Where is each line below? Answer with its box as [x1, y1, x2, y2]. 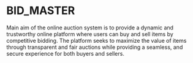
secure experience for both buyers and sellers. [6, 50, 124, 57]
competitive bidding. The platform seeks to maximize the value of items [6, 37, 187, 44]
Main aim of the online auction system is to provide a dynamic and [6, 24, 173, 31]
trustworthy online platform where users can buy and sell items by [6, 30, 173, 37]
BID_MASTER [6, 4, 75, 18]
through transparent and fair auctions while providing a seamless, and [6, 43, 183, 51]
